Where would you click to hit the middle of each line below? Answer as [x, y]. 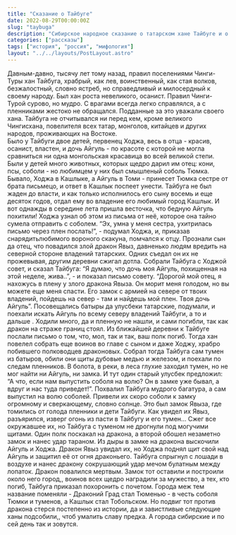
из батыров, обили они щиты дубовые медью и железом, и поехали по [114, 358]
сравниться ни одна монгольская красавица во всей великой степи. [111, 155]
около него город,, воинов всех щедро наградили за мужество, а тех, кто [118, 478]
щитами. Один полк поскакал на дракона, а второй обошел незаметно [114, 434]
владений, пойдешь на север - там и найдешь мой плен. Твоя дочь [108, 298]
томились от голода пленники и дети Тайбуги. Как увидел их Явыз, [108, 411]
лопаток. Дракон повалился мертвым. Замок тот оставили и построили [116, 471]
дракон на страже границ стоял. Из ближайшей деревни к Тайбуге [108, 329]
